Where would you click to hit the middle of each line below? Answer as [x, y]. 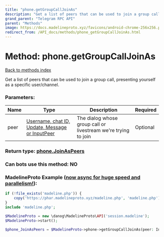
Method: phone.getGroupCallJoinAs [80, 56]
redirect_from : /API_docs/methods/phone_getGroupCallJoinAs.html [73, 32]
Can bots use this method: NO [41, 164]
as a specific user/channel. [32, 85]
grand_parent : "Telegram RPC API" [40, 19]
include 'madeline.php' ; [30, 207]
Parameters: [20, 97]
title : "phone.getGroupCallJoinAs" [41, 10]
